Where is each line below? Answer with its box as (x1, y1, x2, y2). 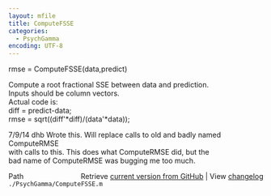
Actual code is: (8, 97, 58, 107)
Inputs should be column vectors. (8, 88, 120, 98)
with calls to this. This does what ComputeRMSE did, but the (8, 147, 210, 157)
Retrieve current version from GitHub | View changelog (80, 172, 264, 181)
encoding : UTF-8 (8, 42, 63, 50)
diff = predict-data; (8, 106, 72, 116)
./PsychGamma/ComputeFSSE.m (8, 180, 104, 189)
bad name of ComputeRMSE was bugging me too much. (8, 156, 196, 166)
